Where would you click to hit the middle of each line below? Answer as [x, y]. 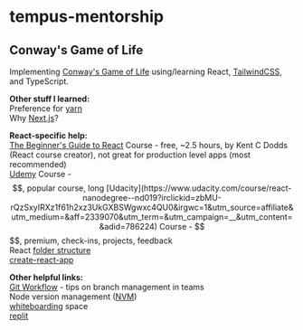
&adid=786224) [128, 226]
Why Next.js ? [34, 118]
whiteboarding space [49, 306]
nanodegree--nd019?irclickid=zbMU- [152, 198]
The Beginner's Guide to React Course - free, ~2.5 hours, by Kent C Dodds [148, 145]
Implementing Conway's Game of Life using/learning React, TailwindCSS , [146, 71]
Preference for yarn [46, 108]
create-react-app [42, 260]
